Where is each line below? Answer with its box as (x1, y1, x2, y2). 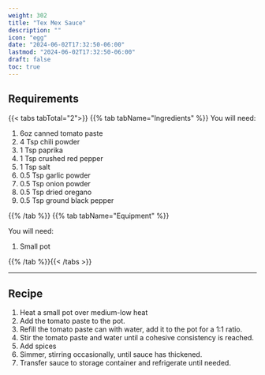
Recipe (8, 287, 43, 300)
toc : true (8, 63, 41, 71)
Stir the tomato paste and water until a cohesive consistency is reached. (19, 333, 255, 343)
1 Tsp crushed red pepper (19, 153, 104, 163)
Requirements (8, 92, 79, 106)
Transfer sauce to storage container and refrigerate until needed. (19, 358, 231, 368)
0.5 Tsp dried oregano (19, 187, 92, 197)
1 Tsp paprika (19, 145, 63, 155)
